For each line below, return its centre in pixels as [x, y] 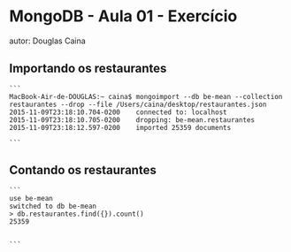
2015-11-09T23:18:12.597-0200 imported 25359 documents [120, 127]
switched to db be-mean [53, 206]
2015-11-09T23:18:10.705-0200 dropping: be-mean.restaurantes [132, 120]
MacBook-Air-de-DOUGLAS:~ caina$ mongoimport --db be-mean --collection [146, 96]
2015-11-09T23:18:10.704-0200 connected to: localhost [118, 112]
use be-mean [31, 198]
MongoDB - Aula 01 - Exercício [123, 16]
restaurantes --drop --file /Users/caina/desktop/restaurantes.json [138, 104]
